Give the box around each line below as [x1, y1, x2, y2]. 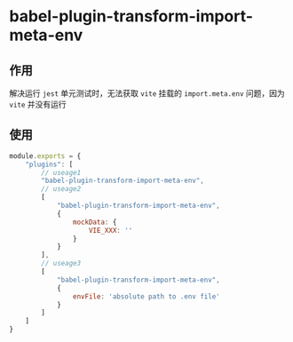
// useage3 [41, 259, 82, 268]
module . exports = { [9, 151, 82, 161]
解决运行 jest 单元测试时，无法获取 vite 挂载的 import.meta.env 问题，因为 [9, 88, 286, 99]
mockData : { [72, 218, 117, 227]
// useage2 [41, 185, 82, 194]
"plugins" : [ [25, 160, 74, 169]
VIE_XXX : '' [88, 226, 133, 235]
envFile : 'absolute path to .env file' [72, 291, 220, 301]
